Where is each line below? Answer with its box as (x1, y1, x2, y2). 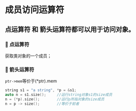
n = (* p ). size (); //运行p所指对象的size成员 (5, 96, 105, 102)
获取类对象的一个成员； (5, 53, 52, 59)
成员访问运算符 (5, 4, 65, 16)
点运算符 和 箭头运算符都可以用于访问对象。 (5, 25, 135, 33)
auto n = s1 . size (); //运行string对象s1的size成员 (5, 93, 112, 97)
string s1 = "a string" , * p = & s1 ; (5, 88, 77, 93)
